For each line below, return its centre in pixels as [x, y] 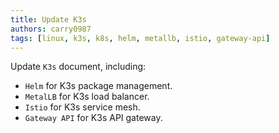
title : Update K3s [48, 19]
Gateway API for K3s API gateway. [93, 118]
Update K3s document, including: [78, 67]
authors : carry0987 [51, 29]
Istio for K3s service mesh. [82, 107]
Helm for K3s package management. [98, 86]
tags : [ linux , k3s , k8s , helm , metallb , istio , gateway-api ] [140, 38]
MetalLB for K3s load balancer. [87, 97]
